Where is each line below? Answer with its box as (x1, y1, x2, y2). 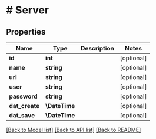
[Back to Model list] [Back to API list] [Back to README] (6, 127, 141, 133)
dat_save (9, 111, 35, 119)
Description (80, 45, 115, 52)
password (9, 92, 38, 100)
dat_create (9, 102, 40, 110)
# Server (6, 4, 49, 17)
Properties (6, 27, 46, 37)
